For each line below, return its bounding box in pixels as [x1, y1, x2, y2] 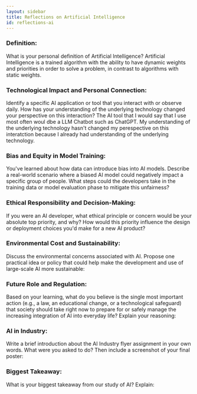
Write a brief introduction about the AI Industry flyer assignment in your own [6, 340, 191, 347]
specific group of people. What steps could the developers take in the [6, 178, 176, 185]
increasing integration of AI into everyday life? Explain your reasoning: [6, 312, 176, 319]
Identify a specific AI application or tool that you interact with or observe [6, 99, 182, 106]
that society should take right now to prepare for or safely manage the [6, 306, 177, 313]
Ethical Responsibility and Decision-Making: [6, 199, 136, 207]
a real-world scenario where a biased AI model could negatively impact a [6, 172, 184, 179]
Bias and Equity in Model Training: [6, 152, 106, 160]
